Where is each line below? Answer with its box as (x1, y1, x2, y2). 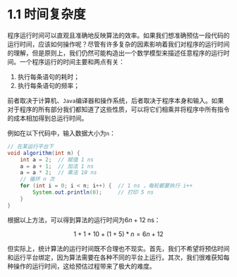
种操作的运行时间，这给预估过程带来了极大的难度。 (7, 261, 156, 270)
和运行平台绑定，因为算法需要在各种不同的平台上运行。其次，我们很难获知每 (7, 253, 230, 261)
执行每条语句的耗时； (17, 72, 80, 81)
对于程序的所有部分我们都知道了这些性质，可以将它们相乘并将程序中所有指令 (7, 105, 230, 113)
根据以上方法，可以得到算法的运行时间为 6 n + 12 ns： (7, 216, 161, 224)
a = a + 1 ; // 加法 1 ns (20, 163, 94, 170)
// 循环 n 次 (20, 176, 55, 183)
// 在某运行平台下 (7, 142, 54, 150)
